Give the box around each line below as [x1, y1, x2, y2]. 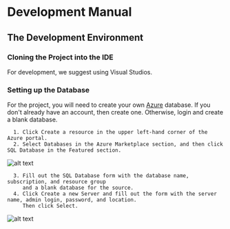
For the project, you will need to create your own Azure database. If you [7, 101, 211, 109]
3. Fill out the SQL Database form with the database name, [13, 172, 189, 179]
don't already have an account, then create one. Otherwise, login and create [7, 108, 224, 117]
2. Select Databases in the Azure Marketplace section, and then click [13, 141, 224, 148]
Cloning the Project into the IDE [7, 52, 114, 62]
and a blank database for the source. [22, 184, 134, 192]
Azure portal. [7, 135, 48, 142]
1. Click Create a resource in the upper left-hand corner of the [13, 129, 208, 136]
